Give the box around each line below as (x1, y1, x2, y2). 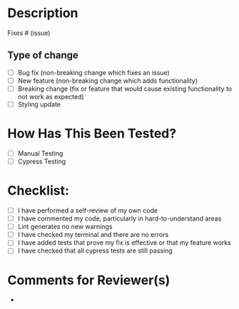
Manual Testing (17, 148, 63, 158)
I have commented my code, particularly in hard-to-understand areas (17, 214, 222, 223)
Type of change (7, 49, 78, 61)
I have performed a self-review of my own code (17, 206, 158, 215)
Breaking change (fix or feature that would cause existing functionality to (17, 84, 233, 93)
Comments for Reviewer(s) (7, 272, 171, 288)
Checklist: (7, 183, 70, 199)
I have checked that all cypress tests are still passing (17, 246, 173, 255)
